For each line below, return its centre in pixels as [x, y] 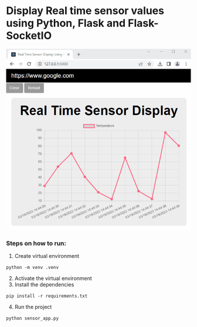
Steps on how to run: [36, 243]
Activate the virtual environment [53, 278]
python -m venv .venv [33, 268]
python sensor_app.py [33, 319]
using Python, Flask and [66, 23]
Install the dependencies [44, 285]
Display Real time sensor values [85, 11]
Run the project [33, 307]
